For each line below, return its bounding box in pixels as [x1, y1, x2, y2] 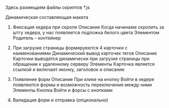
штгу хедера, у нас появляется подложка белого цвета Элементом [12, 30, 159, 35]
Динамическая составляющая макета [5, 14, 89, 20]
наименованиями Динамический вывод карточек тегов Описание [12, 50, 157, 56]
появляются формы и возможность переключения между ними [12, 82, 152, 88]
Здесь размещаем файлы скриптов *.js [5, 5, 90, 10]
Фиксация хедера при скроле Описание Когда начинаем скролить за [12, 24, 164, 30]
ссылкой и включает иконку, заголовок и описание [12, 66, 125, 72]
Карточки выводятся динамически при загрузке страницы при [12, 56, 150, 62]
